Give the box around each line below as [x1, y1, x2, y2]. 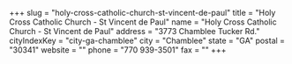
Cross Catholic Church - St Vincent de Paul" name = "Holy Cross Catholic [9, 17, 277, 27]
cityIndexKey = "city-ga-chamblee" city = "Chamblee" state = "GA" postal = [9, 35, 285, 46]
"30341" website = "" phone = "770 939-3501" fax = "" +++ [9, 45, 227, 55]
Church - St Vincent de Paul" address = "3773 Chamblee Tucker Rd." [9, 26, 260, 36]
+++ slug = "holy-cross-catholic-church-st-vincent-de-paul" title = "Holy [9, 8, 276, 18]
